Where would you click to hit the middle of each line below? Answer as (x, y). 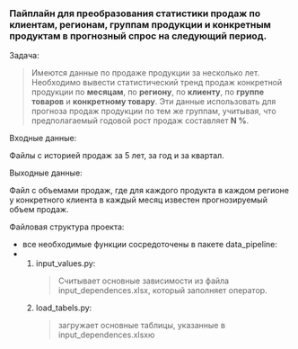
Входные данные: (43, 139)
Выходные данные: (46, 173)
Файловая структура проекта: (67, 227)
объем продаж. (39, 210)
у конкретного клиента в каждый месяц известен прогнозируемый (138, 200)
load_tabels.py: (64, 308)
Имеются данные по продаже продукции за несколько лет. (145, 73)
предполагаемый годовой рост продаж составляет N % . (140, 121)
